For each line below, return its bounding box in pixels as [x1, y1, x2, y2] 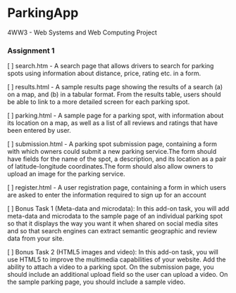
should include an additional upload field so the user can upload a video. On [7, 271, 228, 279]
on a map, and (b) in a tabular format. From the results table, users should [7, 90, 221, 99]
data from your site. [7, 234, 65, 243]
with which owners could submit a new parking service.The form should [7, 148, 217, 156]
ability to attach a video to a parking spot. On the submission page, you [7, 263, 214, 271]
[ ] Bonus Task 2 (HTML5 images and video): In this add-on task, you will [7, 248, 218, 256]
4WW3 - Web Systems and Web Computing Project [7, 28, 157, 37]
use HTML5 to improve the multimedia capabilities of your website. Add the [7, 255, 226, 264]
